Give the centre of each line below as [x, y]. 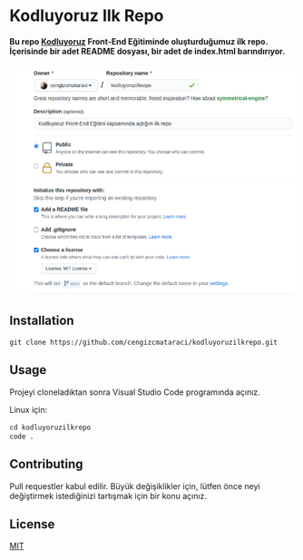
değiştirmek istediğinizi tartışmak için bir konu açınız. [108, 496]
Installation [42, 320]
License [32, 524]
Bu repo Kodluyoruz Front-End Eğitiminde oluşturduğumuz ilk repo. [139, 41]
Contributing [46, 464]
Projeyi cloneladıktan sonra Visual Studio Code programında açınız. [135, 392]
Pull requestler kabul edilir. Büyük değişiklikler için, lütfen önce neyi [135, 486]
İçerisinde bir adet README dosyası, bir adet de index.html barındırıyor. [147, 51]
